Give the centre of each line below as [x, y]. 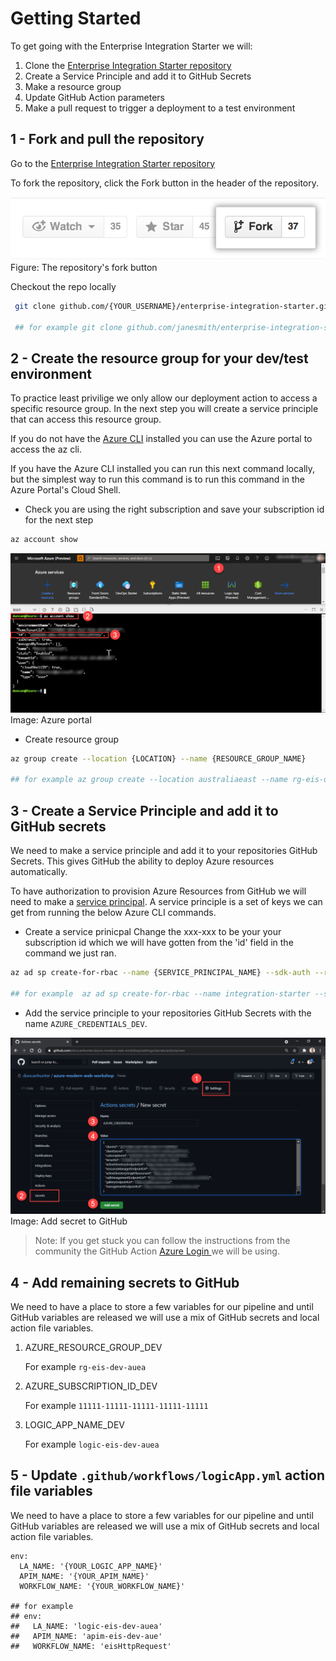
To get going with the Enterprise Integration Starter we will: [131, 46]
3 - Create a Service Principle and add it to [144, 810]
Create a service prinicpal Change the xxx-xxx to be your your [153, 932]
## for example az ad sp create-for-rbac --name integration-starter [160, 993]
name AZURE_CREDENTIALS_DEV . [86, 1023]
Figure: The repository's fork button [84, 267]
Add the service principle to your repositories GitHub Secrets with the [168, 1013]
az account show [44, 540]
